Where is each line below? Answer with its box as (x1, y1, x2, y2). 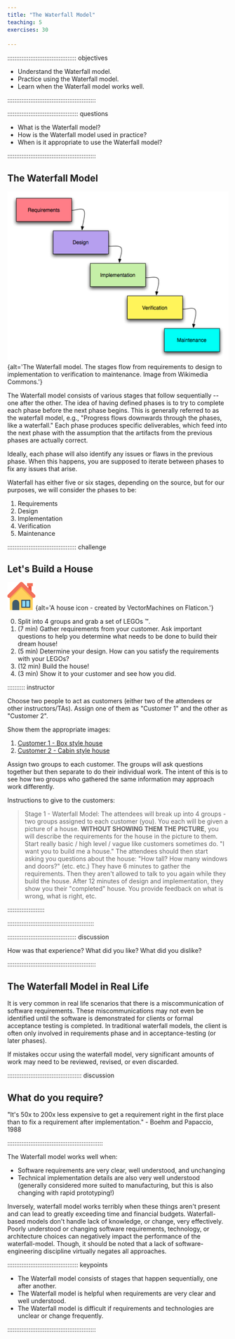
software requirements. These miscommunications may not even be (7, 1006, 204, 1016)
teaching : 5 (7, 18, 42, 26)
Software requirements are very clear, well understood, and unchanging (17, 1166, 226, 1174)
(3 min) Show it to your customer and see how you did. (17, 669, 177, 678)
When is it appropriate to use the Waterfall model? (17, 138, 163, 147)
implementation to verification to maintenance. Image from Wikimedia (7, 370, 208, 378)
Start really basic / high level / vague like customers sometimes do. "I (24, 840, 224, 848)
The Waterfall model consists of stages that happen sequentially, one (17, 1274, 218, 1283)
